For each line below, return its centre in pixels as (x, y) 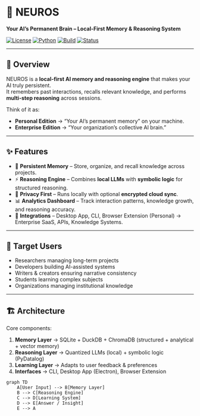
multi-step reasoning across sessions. (54, 98)
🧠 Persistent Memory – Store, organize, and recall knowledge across (100, 166)
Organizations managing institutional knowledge (74, 286)
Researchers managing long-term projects (67, 260)
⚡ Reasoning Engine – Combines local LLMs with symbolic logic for (99, 179)
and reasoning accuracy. (45, 209)
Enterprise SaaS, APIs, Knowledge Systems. (69, 222)
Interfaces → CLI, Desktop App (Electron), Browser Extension (90, 371)
